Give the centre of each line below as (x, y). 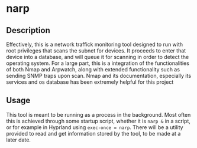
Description (28, 30)
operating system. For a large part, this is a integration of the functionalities (98, 63)
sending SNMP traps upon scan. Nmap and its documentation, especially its (98, 76)
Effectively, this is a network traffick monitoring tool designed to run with (95, 44)
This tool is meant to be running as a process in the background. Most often (98, 114)
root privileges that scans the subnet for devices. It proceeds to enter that (96, 51)
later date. (19, 140)
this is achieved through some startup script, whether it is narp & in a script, (98, 121)
